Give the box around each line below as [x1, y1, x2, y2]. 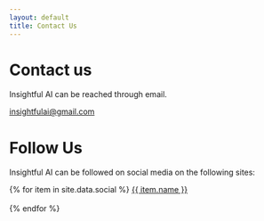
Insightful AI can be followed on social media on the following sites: [9, 167, 256, 178]
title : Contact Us [9, 21, 77, 30]
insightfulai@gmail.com [9, 106, 95, 117]
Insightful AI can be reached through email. [9, 89, 167, 100]
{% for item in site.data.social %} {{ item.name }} [9, 184, 188, 195]
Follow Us [9, 137, 83, 158]
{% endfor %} [9, 203, 60, 214]
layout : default [9, 12, 69, 22]
